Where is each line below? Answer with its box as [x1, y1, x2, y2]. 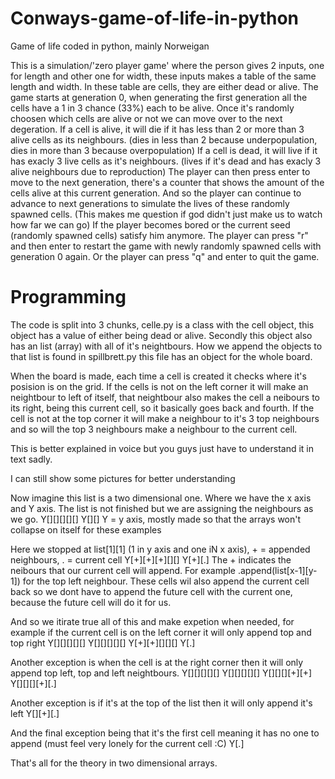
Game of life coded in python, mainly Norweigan [10, 40, 210, 52]
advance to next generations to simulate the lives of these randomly [10, 197, 290, 209]
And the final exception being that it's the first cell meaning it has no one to [10, 727, 320, 739]
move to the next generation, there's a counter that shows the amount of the [10, 176, 325, 188]
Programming [10, 286, 127, 309]
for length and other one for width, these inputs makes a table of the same [10, 70, 317, 82]
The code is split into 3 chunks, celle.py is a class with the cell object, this [10, 318, 315, 331]
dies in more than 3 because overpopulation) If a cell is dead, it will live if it [10, 144, 318, 156]
